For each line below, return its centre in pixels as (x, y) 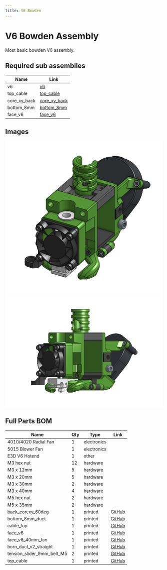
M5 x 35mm (20, 505)
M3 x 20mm (20, 477)
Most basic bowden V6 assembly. (40, 50)
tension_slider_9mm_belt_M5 (37, 554)
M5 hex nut (19, 498)
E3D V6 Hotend (23, 456)
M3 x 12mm (20, 470)
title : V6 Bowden (23, 11)
